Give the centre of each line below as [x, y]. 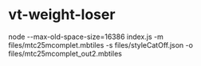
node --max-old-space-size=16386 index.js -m [86, 37]
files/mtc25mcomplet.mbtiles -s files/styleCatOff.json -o [101, 45]
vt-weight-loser [62, 15]
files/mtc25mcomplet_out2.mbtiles [65, 53]
